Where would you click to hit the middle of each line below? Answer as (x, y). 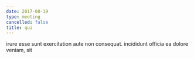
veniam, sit (19, 50)
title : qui (19, 27)
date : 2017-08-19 (27, 11)
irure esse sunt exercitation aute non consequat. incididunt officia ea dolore (97, 44)
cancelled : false (27, 22)
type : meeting (23, 17)
